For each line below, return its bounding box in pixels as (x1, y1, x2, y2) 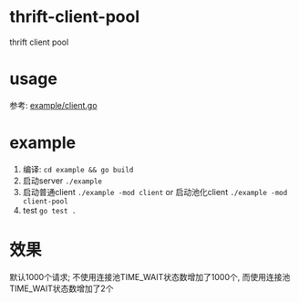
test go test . (22, 204, 77, 215)
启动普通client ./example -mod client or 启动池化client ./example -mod (22, 186, 288, 197)
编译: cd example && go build (22, 163, 134, 174)
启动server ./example (22, 175, 103, 186)
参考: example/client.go (9, 99, 98, 110)
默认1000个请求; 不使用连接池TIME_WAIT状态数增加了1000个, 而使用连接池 (9, 271, 291, 282)
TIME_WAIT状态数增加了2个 (9, 283, 114, 294)
